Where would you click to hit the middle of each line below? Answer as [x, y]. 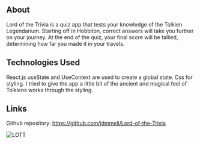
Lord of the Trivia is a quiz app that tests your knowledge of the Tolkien [94, 24]
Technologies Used [43, 63]
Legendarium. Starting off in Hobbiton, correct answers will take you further [100, 31]
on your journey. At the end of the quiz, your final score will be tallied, [92, 37]
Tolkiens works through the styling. [50, 90]
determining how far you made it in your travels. [65, 43]
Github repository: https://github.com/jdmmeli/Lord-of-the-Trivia [86, 124]
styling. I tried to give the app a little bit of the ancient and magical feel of [97, 83]
